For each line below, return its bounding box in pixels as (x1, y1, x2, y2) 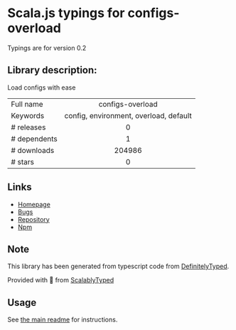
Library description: (7, 64, 97, 76)
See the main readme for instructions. (7, 315, 118, 324)
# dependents (11, 134, 58, 144)
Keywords (11, 110, 45, 120)
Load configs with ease (7, 83, 76, 92)
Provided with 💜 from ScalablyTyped (7, 276, 114, 284)
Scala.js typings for (7, 5, 125, 21)
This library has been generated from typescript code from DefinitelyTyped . (7, 262, 230, 271)
